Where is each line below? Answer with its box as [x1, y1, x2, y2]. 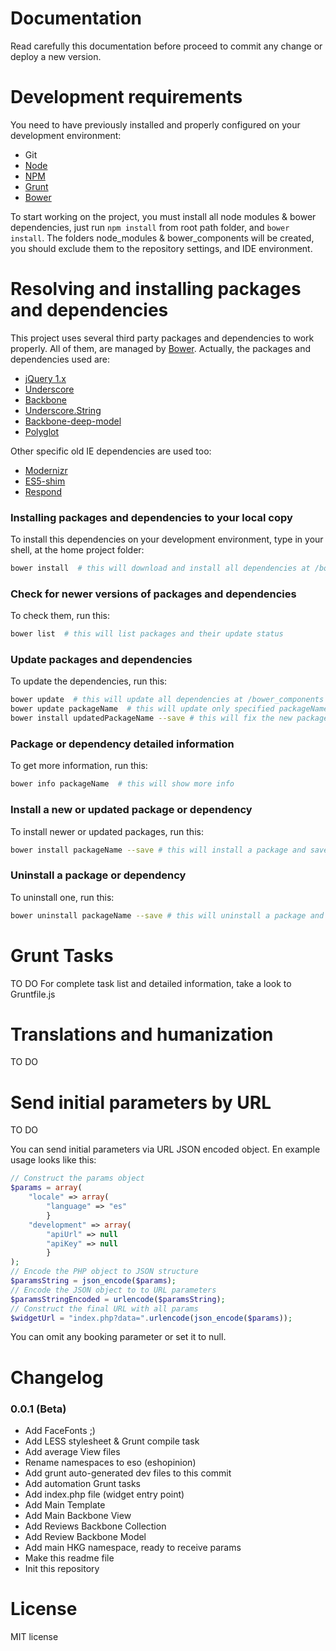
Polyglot [24, 425, 60, 437]
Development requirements [10, 86, 243, 109]
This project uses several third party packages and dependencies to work [10, 332, 315, 344]
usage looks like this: [10, 1154, 97, 1166]
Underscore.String [24, 404, 102, 416]
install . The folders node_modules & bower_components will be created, [10, 232, 315, 244]
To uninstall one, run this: [10, 891, 115, 903]
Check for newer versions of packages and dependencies [10, 587, 297, 601]
